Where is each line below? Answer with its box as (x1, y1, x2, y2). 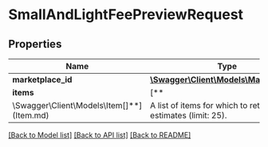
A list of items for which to (150, 100, 248, 110)
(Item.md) (12, 110, 49, 121)
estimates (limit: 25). (150, 110, 227, 121)
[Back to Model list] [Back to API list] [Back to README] (8, 130, 191, 140)
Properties (8, 37, 62, 51)
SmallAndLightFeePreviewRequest (8, 6, 244, 24)
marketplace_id (12, 74, 73, 85)
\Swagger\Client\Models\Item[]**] (12, 100, 143, 110)
